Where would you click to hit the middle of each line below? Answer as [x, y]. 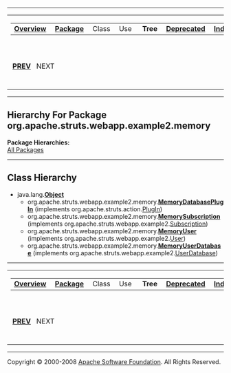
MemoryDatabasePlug [191, 202]
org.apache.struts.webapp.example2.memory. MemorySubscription [124, 216]
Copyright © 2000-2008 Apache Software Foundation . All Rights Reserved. [114, 361]
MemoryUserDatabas [189, 246]
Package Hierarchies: [38, 142]
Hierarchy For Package [57, 115]
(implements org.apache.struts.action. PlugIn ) [99, 209]
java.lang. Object [40, 194]
